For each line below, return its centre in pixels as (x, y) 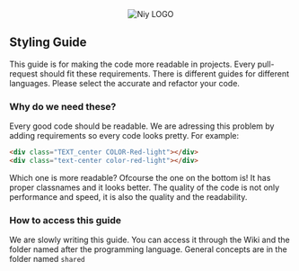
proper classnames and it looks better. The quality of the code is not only (145, 187)
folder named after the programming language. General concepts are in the (148, 249)
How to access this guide (65, 220)
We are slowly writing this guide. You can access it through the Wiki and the (149, 240)
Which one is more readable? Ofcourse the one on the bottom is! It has (140, 177)
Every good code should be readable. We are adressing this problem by (142, 126)
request (24, 73)
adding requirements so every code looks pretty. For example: (124, 136)
